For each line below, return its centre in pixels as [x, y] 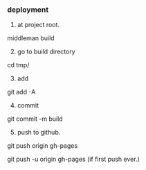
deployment [28, 10]
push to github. [39, 133]
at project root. [38, 25]
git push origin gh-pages [43, 146]
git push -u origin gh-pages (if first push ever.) [73, 159]
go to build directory [46, 52]
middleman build [31, 38]
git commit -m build [35, 119]
